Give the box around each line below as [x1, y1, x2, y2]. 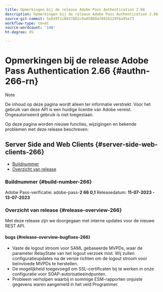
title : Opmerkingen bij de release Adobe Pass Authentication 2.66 [5, 7, 145, 12]
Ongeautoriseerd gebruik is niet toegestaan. [5, 112, 94, 117]
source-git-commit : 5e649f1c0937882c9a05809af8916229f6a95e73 [5, 16, 134, 21]
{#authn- [112, 65, 150, 77]
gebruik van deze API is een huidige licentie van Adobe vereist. [5, 106, 132, 112]
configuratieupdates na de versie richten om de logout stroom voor [12, 255, 147, 261]
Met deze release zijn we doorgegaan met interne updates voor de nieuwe [5, 218, 155, 224]
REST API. [5, 223, 25, 229]
